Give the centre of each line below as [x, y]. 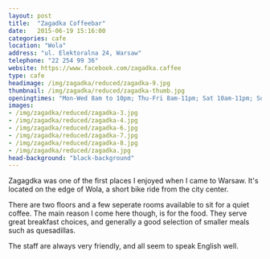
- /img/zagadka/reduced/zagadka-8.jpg [73, 143]
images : [21, 105]
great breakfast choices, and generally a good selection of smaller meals [129, 222]
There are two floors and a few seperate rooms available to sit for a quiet [129, 205]
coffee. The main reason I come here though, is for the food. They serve [128, 213]
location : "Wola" [37, 46]
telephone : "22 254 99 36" [53, 61]
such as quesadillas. [42, 231]
